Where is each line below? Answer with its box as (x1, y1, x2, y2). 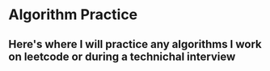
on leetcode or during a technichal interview (8, 49, 236, 63)
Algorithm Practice (8, 6, 138, 24)
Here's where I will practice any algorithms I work (8, 37, 262, 51)
